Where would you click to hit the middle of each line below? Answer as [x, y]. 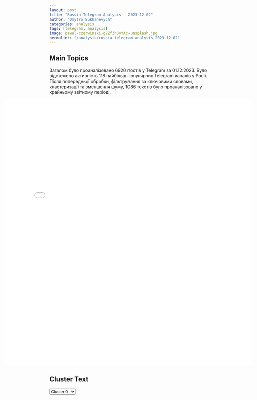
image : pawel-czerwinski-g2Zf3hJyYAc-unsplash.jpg [103, 33]
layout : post [63, 10]
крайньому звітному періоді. [80, 92]
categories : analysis [72, 24]
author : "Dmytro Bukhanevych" [81, 19]
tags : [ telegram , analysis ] [79, 29]
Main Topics [69, 58]
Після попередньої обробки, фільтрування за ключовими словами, [121, 81]
